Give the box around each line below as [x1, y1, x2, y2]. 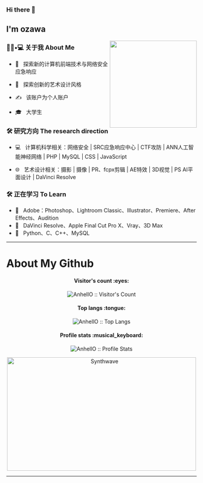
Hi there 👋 [6, 5, 36, 14]
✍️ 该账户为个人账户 [14, 93, 69, 100]
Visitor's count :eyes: [74, 277, 129, 284]
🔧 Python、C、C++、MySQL [14, 229, 90, 237]
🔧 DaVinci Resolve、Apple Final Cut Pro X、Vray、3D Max [14, 222, 163, 229]
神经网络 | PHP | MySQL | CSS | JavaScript [20, 153, 127, 160]
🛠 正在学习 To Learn [6, 190, 66, 199]
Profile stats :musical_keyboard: [60, 332, 143, 339]
